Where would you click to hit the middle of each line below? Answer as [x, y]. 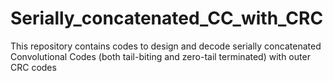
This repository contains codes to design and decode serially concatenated [166, 46]
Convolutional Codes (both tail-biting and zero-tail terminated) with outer [160, 56]
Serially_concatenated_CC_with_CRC [167, 18]
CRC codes [33, 67]
